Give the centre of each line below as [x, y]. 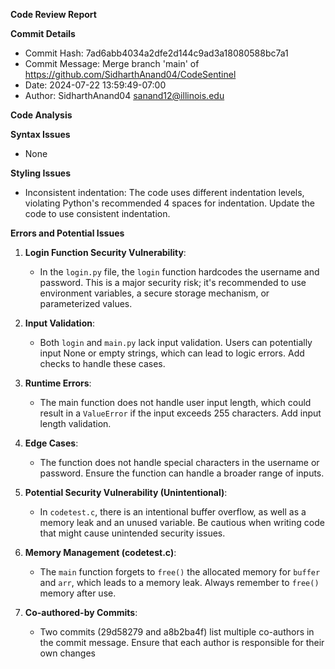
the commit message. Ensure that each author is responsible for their [182, 642]
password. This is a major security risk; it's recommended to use [173, 282]
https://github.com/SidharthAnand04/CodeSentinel [130, 74]
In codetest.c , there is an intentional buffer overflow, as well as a [173, 512]
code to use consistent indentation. [97, 213]
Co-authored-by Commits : [81, 612]
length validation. [75, 423]
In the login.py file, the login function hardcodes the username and [179, 272]
